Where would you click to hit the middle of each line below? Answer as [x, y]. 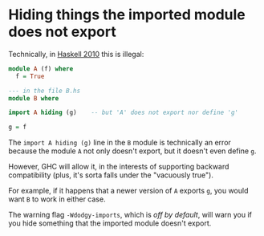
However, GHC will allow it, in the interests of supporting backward [119, 167]
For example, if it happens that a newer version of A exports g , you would [128, 191]
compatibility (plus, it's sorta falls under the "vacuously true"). [111, 175]
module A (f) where [41, 69]
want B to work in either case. [57, 199]
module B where [34, 98]
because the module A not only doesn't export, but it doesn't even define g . [132, 151]
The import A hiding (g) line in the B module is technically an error [120, 143]
